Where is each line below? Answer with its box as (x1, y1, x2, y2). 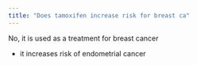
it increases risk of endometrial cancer (19, 48, 146, 58)
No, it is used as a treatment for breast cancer (8, 33, 159, 43)
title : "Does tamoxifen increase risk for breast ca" (8, 11, 191, 20)
